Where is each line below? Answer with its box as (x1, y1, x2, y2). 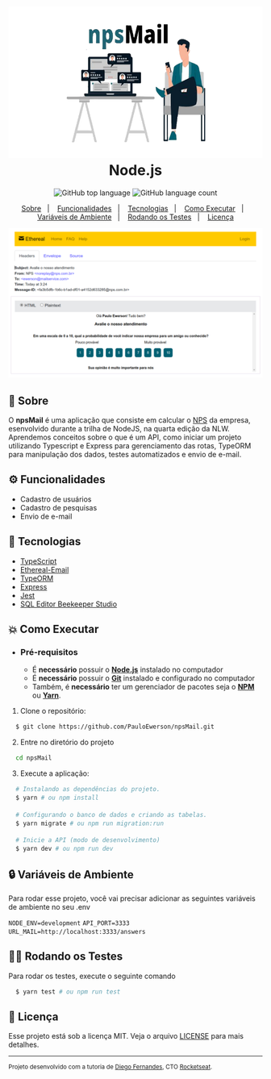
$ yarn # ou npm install (15, 794, 99, 802)
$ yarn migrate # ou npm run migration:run (15, 819, 164, 827)
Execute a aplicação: (19, 769, 90, 778)
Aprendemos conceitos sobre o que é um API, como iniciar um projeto (8, 432, 242, 442)
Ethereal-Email (19, 564, 69, 574)
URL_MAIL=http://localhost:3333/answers (8, 927, 147, 935)
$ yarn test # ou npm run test (15, 987, 121, 996)
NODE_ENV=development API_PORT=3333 (8, 919, 131, 927)
